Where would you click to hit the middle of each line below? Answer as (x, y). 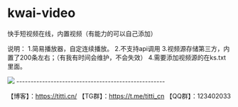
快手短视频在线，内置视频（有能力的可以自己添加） (82, 33)
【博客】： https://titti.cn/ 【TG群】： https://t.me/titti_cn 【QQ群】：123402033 (119, 96)
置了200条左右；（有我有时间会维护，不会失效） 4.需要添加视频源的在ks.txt (117, 57)
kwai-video (42, 13)
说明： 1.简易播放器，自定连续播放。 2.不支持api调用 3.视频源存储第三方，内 (119, 48)
